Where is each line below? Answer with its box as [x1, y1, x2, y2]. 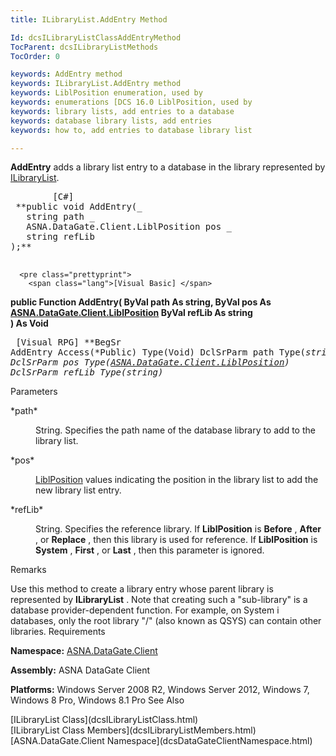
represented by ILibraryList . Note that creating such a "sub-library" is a [10, 594, 308, 606]
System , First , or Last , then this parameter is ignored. [35, 544, 265, 556]
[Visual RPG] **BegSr [15, 337, 122, 348]
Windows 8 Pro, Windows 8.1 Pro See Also [10, 694, 185, 706]
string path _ [26, 211, 95, 223]
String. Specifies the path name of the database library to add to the [35, 424, 316, 436]
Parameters [10, 386, 58, 398]
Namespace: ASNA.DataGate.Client [10, 645, 158, 657]
